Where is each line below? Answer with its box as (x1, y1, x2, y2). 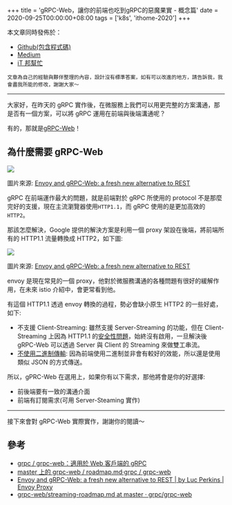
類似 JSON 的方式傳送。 (17, 358, 86, 366)
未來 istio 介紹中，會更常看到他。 (25, 285, 119, 293)
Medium (17, 50, 41, 59)
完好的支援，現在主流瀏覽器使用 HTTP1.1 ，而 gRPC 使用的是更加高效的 (7, 202, 206, 210)
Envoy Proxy (17, 483, 53, 491)
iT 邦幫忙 (17, 59, 43, 67)
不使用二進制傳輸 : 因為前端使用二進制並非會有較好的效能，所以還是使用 (17, 349, 221, 358)
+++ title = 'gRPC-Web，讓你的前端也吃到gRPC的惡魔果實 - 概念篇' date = (7, 6, 219, 14)
